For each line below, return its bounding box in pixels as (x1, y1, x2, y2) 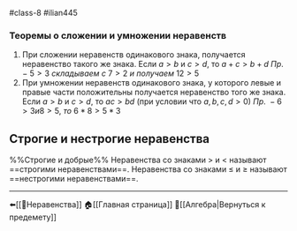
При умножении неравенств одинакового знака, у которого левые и (21, 78, 281, 88)
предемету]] (9, 212, 57, 223)
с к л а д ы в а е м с (51, 68, 107, 78)
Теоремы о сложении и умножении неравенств (9, 29, 227, 41)
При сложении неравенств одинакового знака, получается (21, 49, 246, 60)
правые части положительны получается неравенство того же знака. (21, 87, 286, 98)
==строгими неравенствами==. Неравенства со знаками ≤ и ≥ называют (9, 164, 287, 175)
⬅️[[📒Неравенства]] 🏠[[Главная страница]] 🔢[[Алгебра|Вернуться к (9, 199, 266, 210)
